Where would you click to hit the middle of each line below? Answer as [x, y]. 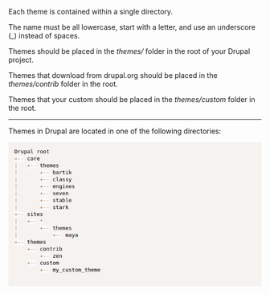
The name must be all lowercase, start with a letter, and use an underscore [132, 27]
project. [21, 60]
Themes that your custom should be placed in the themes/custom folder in [132, 99]
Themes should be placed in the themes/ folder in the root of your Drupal [129, 51]
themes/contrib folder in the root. [63, 84]
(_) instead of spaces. [44, 36]
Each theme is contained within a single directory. [91, 12]
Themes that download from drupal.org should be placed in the [113, 75]
